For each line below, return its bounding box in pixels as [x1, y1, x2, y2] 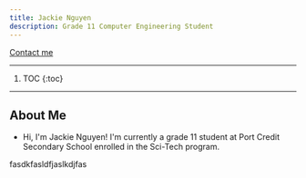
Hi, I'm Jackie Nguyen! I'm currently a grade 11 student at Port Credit [22, 132, 280, 143]
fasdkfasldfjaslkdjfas [9, 159, 87, 170]
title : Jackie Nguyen [9, 13, 92, 23]
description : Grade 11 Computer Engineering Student [9, 22, 214, 31]
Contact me [9, 46, 54, 57]
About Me [9, 107, 66, 123]
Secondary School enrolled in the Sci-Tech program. [22, 142, 220, 153]
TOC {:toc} [22, 73, 64, 84]
